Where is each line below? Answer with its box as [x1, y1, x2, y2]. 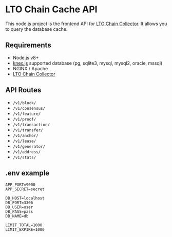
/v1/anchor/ [12, 133, 39, 138]
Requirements [5, 41, 51, 50]
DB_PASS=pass [5, 209, 33, 214]
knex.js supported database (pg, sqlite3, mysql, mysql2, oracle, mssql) [12, 60, 163, 66]
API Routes [5, 86, 42, 94]
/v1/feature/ [12, 111, 41, 116]
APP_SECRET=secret [5, 187, 45, 192]
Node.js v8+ [12, 54, 40, 61]
